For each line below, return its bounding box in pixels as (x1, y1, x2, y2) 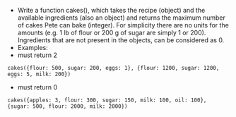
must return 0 (17, 83, 58, 91)
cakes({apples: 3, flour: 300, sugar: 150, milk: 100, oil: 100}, (7, 97, 207, 104)
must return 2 (17, 51, 58, 59)
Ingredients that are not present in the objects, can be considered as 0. (17, 36, 225, 44)
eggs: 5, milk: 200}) (7, 70, 71, 78)
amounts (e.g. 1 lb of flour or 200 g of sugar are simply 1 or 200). (17, 28, 206, 37)
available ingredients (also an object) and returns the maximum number (17, 13, 226, 22)
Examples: (17, 44, 48, 51)
